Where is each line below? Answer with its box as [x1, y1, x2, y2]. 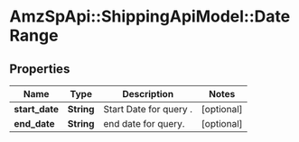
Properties [9, 61, 70, 76]
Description [121, 88, 174, 100]
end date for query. [103, 118, 185, 129]
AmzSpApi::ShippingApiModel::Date [9, 6, 291, 27]
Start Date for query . [103, 103, 192, 115]
